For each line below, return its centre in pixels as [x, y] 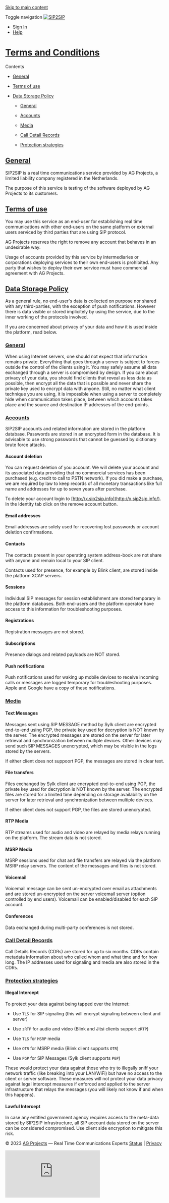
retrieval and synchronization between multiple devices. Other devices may [83, 740]
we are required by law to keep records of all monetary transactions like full [84, 483]
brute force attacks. [26, 445]
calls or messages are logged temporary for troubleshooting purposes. [79, 683]
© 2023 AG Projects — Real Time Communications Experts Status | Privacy [83, 1143]
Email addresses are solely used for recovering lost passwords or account [82, 527]
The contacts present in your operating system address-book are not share [83, 555]
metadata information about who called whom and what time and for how [81, 957]
